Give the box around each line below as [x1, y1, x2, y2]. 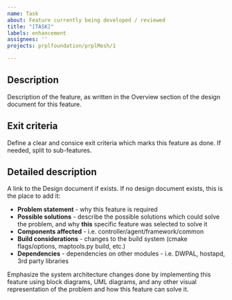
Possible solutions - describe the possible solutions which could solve [17, 212, 220, 221]
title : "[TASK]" [7, 23, 54, 30]
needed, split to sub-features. [7, 146, 92, 154]
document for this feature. [7, 100, 82, 108]
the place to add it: [7, 192, 61, 200]
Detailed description [7, 166, 97, 178]
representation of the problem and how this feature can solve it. [7, 285, 189, 294]
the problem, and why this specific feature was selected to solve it [17, 220, 208, 228]
